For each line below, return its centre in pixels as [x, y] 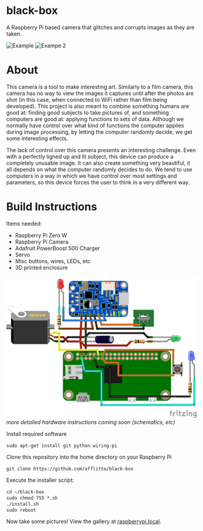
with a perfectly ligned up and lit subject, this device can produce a [90, 156]
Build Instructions [52, 207]
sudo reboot [21, 510]
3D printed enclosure [41, 267]
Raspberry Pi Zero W [41, 235]
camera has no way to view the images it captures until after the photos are [100, 93]
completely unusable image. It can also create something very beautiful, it [98, 163]
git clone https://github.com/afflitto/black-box [70, 469]
